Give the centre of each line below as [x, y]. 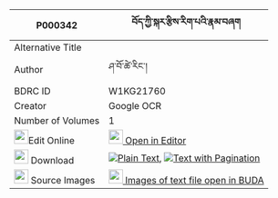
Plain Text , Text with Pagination [189, 158]
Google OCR [135, 106]
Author [29, 69]
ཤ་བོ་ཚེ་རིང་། [128, 66]
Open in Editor [156, 140]
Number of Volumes [57, 120]
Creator [31, 106]
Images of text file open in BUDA [195, 180]
